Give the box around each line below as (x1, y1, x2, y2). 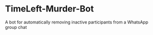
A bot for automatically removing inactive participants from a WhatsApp (5, 19, 149, 25)
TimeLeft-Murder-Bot (5, 3, 94, 14)
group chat (5, 24, 27, 30)
